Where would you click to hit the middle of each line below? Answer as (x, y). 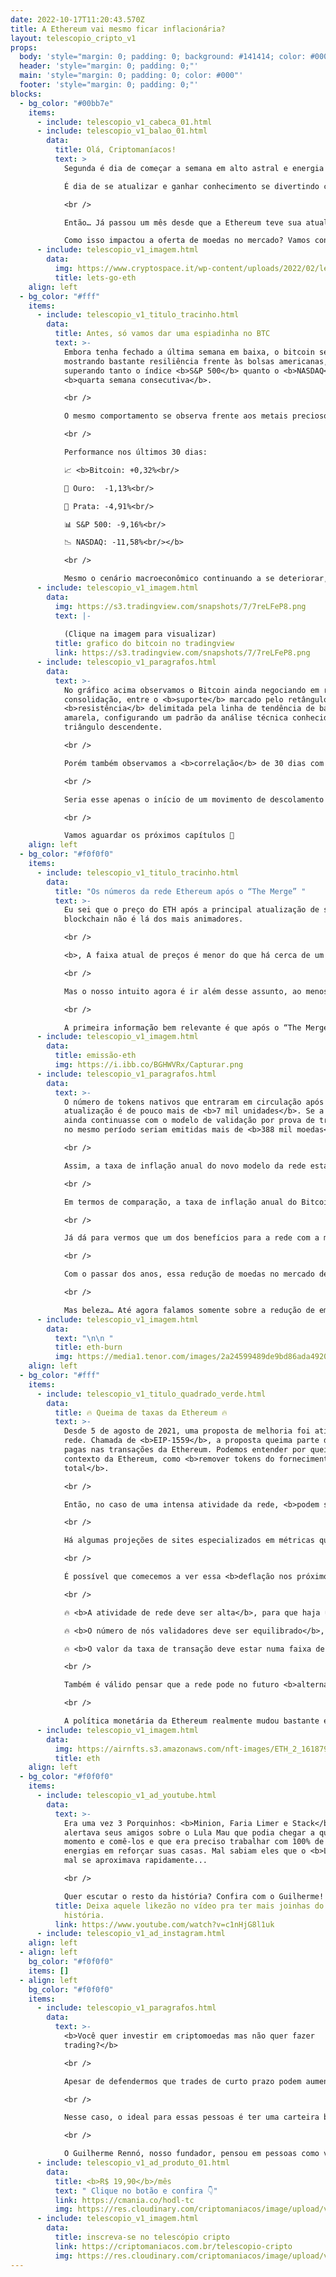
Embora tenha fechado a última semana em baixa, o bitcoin (189, 352)
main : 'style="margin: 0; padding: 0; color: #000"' (131, 76)
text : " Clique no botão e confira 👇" (136, 2191)
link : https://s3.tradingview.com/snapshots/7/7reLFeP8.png (182, 653)
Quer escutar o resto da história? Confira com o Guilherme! (194, 1896)
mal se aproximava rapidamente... (135, 1861)
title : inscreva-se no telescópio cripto (142, 2237)
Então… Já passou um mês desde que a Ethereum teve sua (182, 222)
